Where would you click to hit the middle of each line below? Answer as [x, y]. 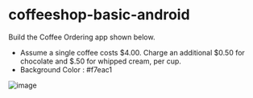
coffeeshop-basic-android [100, 15]
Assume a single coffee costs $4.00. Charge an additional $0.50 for [133, 52]
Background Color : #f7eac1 [66, 69]
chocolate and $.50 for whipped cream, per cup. [100, 61]
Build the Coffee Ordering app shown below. [82, 37]
